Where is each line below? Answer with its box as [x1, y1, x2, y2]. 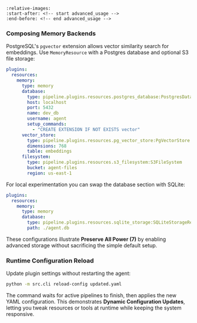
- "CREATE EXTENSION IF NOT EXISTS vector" [32, 126, 141, 132]
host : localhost [27, 99, 67, 105]
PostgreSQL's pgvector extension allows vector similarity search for [6, 43, 169, 50]
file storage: [6, 55, 35, 62]
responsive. [6, 311, 35, 318]
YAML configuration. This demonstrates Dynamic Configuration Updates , [6, 298, 185, 305]
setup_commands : [27, 121, 67, 127]
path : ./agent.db [27, 225, 69, 231]
